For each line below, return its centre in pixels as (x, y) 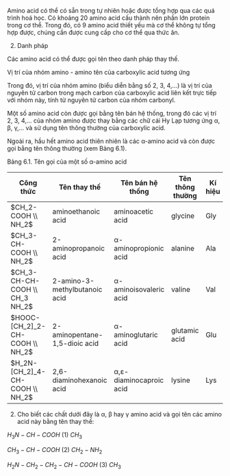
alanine (183, 248)
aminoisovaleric (139, 289)
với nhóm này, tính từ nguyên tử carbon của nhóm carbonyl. (91, 100)
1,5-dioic (68, 343)
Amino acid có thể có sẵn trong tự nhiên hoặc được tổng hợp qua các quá (111, 11)
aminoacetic (134, 211)
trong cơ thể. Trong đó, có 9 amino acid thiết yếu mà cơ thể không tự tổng (111, 25)
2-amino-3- (73, 281)
